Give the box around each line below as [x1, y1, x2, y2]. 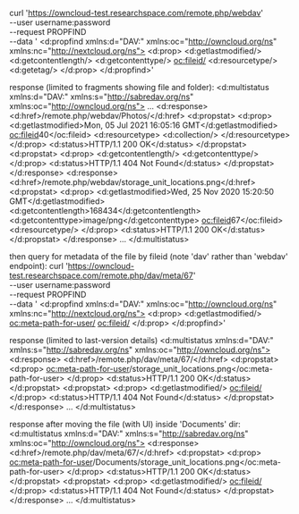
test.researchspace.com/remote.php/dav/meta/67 [9, 270, 194, 281]
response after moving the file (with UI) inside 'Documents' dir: [9, 419, 242, 429]
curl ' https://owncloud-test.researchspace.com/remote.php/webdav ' [9, 8, 264, 18]
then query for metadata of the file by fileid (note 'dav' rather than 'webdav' [9, 251, 288, 262]
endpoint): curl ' [9, 261, 69, 271]
